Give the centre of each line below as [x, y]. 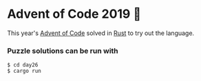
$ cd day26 [23, 65]
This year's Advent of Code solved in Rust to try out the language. [101, 33]
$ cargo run [24, 71]
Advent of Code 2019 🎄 [74, 14]
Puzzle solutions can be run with [63, 51]
